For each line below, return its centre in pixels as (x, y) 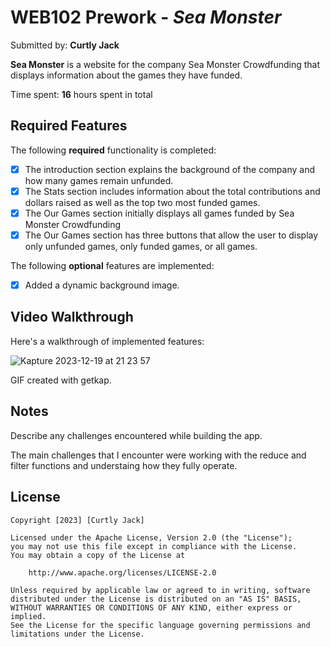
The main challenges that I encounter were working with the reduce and (158, 455)
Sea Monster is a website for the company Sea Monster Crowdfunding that (165, 64)
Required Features (69, 126)
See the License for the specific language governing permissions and (160, 625)
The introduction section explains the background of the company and (169, 169)
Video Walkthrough (72, 317)
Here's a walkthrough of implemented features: (107, 341)
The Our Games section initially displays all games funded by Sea (159, 213)
